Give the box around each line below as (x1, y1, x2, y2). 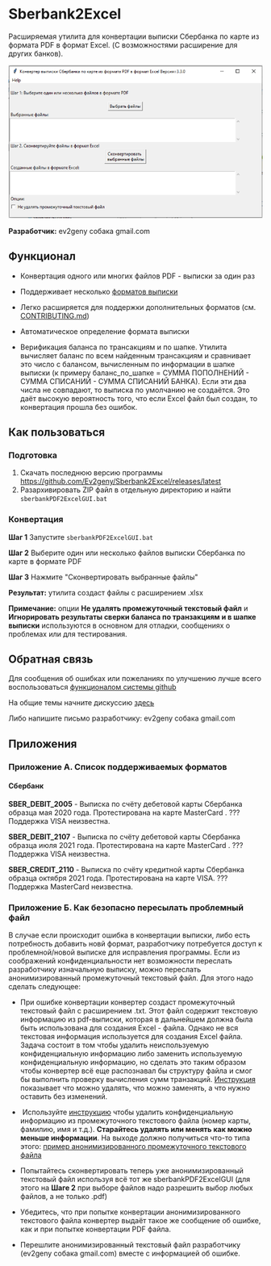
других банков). (8, 48, 64, 58)
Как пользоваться (8, 425, 106, 439)
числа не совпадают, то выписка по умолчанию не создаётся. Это (19, 385, 250, 395)
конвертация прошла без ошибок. (19, 402, 138, 412)
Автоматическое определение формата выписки (19, 326, 190, 336)
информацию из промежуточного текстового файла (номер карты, (19, 1116, 252, 1126)
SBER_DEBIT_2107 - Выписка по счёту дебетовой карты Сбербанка (8, 832, 240, 842)
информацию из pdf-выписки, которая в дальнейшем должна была (19, 1014, 253, 1025)
